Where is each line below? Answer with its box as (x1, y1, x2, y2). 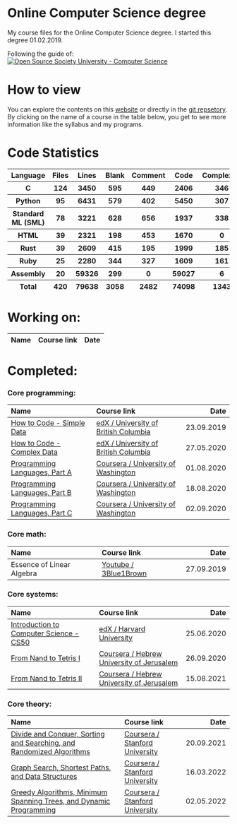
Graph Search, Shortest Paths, (11, 763, 111, 772)
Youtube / (102, 559, 134, 569)
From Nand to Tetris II (11, 673, 83, 683)
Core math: (7, 530, 47, 539)
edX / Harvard (98, 623, 146, 633)
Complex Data (11, 447, 58, 457)
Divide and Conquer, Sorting (11, 729, 105, 739)
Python (16, 196, 41, 205)
